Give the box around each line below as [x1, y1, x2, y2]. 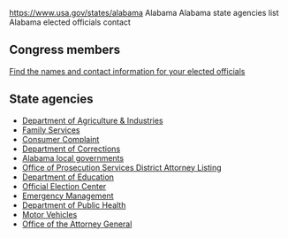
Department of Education [21, 172, 115, 182]
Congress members [9, 42, 121, 58]
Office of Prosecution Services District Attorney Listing [21, 162, 223, 173]
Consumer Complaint [21, 134, 100, 144]
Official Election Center [21, 180, 107, 191]
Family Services [21, 124, 80, 135]
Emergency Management [21, 190, 114, 201]
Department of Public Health [21, 199, 126, 211]
